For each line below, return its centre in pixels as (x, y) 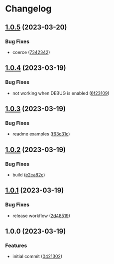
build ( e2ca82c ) (29, 174)
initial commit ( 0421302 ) (37, 256)
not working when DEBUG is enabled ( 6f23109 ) (61, 93)
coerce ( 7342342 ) (31, 52)
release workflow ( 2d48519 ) (41, 215)
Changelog (28, 9)
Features (16, 245)
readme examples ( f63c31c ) (41, 134)
